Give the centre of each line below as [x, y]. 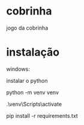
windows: [18, 69]
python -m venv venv [32, 92]
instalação [33, 52]
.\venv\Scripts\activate [34, 104]
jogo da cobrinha [27, 28]
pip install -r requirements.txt [42, 115]
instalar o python [27, 80]
